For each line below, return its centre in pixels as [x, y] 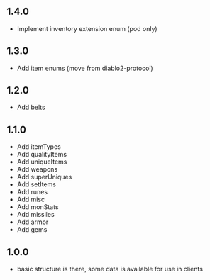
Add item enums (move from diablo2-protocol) [85, 68]
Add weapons [37, 169]
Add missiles [35, 215]
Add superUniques [44, 177]
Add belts [31, 107]
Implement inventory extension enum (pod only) [87, 28]
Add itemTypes [39, 147]
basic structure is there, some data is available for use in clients [110, 269]
